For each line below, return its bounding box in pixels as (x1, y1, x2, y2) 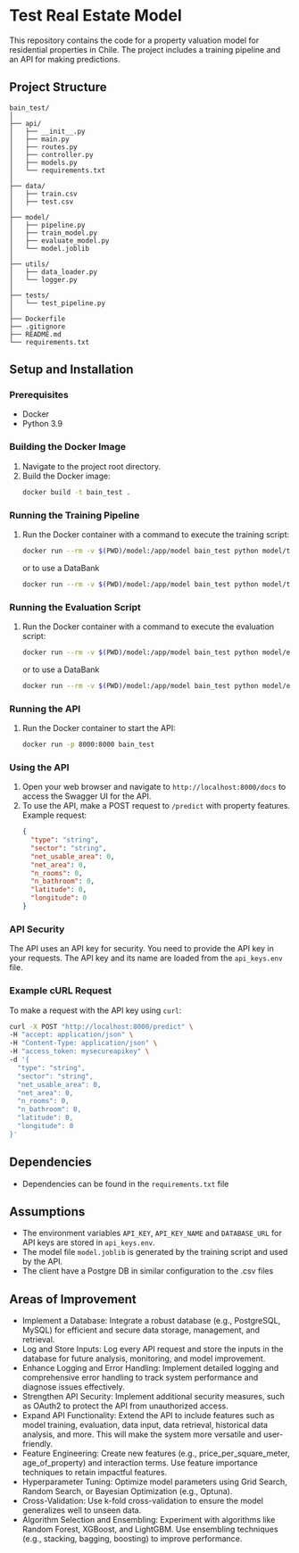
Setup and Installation (9, 362, 134, 378)
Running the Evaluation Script (9, 601, 141, 613)
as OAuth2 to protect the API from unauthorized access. (21, 1400, 229, 1411)
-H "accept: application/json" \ (9, 1030, 134, 1040)
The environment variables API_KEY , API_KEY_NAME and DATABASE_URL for (21, 1228, 283, 1239)
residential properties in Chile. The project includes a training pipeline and (9, 44, 281, 54)
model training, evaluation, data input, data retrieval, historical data (21, 1420, 269, 1431)
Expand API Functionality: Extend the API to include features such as (21, 1410, 275, 1421)
